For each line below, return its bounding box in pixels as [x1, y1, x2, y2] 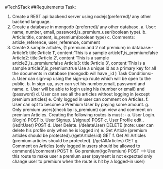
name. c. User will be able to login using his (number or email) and [12, 86, 145, 92]
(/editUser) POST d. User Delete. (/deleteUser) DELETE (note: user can [12, 122, 154, 128]
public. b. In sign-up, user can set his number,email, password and [12, 81, 146, 87]
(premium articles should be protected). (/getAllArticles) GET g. [12, 138, 139, 143]
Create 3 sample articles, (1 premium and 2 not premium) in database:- [12, 45, 154, 50]
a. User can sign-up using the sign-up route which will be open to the [12, 75, 151, 81]
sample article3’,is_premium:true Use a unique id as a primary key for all [12, 65, 156, 71]
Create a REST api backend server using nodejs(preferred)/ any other [12, 14, 151, 19]
